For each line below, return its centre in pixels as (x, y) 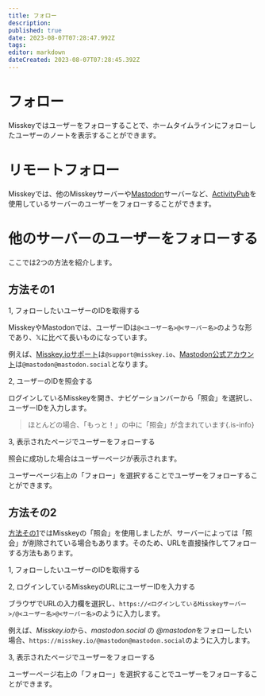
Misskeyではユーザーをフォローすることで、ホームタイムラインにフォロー (129, 125)
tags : (17, 45)
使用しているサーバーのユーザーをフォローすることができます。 (112, 203)
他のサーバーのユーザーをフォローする (133, 238)
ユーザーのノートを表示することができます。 (88, 135)
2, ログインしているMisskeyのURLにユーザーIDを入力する (102, 587)
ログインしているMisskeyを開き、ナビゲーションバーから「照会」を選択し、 (132, 397)
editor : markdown (37, 52)
